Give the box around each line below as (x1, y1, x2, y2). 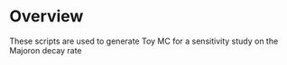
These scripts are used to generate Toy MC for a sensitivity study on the (9, 36, 279, 46)
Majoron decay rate (9, 45, 83, 55)
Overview (9, 6, 84, 27)
